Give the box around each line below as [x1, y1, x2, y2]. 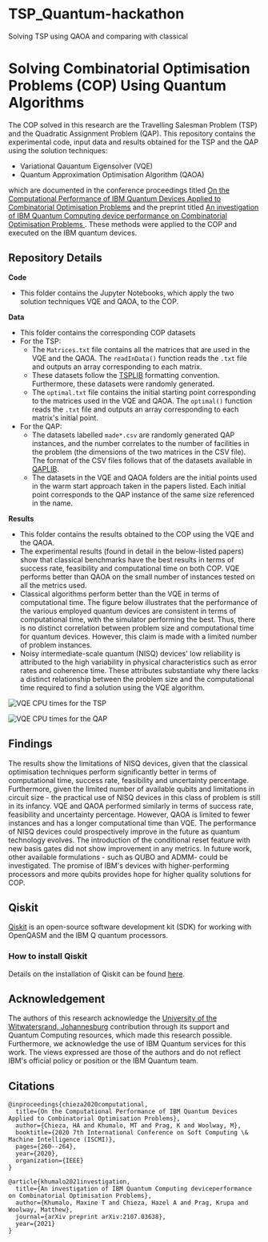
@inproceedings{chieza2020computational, [8, 1101, 149, 1109]
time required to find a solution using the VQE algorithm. [19, 683, 206, 692]
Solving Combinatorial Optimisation [8, 59, 250, 78]
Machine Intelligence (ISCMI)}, [8, 1136, 116, 1144]
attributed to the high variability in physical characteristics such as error [19, 657, 258, 667]
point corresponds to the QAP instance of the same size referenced [31, 489, 254, 499]
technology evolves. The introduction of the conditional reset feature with [8, 835, 250, 845]
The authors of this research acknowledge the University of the [8, 1013, 218, 1023]
